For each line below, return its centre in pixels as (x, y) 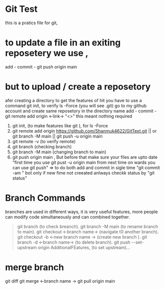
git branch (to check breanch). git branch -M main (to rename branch (88, 226)
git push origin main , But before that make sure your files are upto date (85, 157)
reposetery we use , (47, 53)
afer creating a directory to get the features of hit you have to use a (74, 100)
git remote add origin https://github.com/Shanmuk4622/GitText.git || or (84, 131)
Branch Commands (45, 198)
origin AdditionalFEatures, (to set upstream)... (84, 247)
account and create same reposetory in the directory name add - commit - (81, 111)
